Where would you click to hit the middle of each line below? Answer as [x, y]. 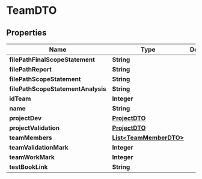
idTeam [20, 99]
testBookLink [29, 167]
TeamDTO [32, 11]
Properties [26, 33]
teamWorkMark [32, 157]
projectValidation [35, 128]
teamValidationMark [39, 147]
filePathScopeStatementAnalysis [58, 89]
